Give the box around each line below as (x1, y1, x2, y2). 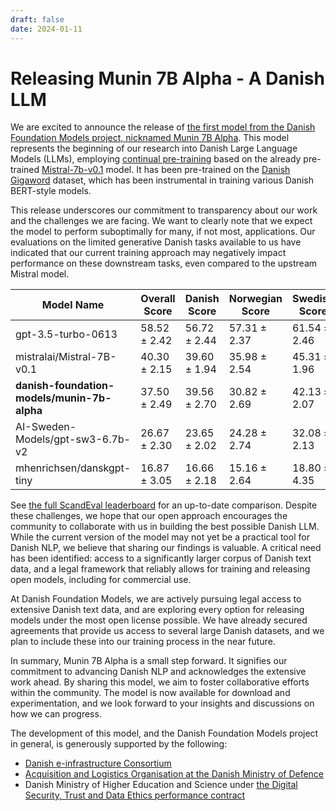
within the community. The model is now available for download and (10, 687, 291, 699)
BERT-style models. (10, 185, 92, 197)
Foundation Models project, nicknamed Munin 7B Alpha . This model (10, 132, 290, 144)
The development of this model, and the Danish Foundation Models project (10, 727, 319, 740)
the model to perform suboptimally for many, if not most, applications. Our (10, 226, 316, 238)
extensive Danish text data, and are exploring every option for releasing (10, 604, 305, 616)
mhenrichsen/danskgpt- (15, 461, 132, 475)
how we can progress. (10, 708, 102, 720)
